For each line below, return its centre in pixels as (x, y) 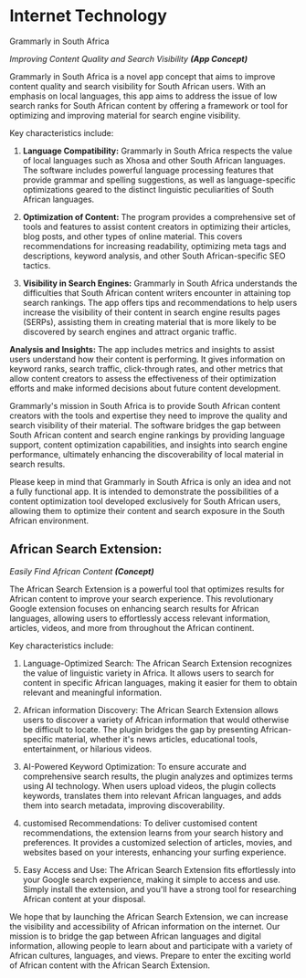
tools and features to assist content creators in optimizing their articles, (157, 226)
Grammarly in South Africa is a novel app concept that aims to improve (142, 76)
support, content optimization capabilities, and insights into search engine (148, 445)
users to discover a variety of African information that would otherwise (156, 720)
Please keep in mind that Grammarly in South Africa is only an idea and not (150, 481)
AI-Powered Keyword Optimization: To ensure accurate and (134, 766)
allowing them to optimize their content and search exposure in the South (148, 510)
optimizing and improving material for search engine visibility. (125, 115)
